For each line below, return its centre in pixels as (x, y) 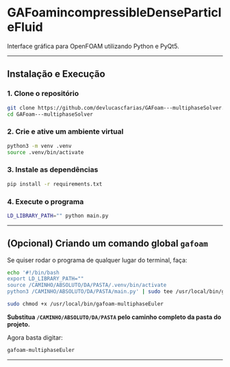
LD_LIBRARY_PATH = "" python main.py (58, 216)
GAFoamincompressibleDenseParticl (114, 13)
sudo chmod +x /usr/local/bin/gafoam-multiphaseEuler (86, 304)
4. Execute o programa (46, 201)
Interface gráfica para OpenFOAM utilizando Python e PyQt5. (93, 46)
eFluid (25, 27)
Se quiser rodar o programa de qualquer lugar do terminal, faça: (97, 260)
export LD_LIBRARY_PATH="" (46, 279)
